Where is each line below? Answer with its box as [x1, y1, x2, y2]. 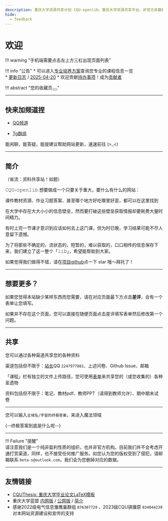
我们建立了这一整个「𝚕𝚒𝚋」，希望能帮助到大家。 [13, 248, 113, 254]
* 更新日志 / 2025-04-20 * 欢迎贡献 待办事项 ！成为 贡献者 [5, 74, 122, 80]
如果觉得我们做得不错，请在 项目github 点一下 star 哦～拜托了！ [5, 258, 134, 265]
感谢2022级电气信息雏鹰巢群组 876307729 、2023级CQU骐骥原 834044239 [12, 504, 162, 510]
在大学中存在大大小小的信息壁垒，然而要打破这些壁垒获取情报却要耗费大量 [5, 208, 158, 214]
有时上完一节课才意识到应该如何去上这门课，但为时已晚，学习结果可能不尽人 [5, 225, 163, 231]
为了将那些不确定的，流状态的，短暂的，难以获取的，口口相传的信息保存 [5, 241, 154, 248]
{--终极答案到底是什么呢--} [5, 422, 61, 428]
